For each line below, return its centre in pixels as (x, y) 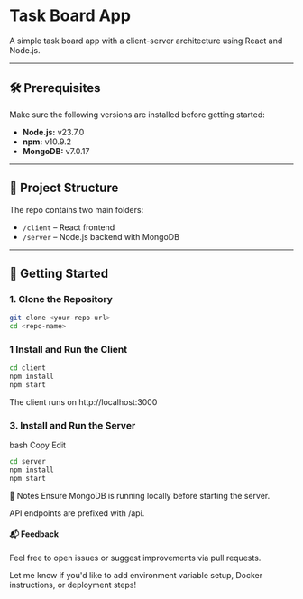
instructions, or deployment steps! (73, 585)
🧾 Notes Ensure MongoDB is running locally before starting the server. (140, 495)
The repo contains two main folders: (77, 209)
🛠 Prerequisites (55, 88)
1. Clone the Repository (61, 299)
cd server (28, 462)
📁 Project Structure (64, 188)
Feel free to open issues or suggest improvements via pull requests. (135, 558)
